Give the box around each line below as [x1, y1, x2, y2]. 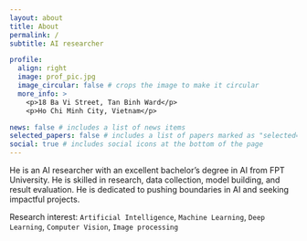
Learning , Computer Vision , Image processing [9, 221, 179, 232]
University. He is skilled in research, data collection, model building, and [9, 174, 281, 185]
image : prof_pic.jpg [17, 72, 96, 82]
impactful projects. [9, 194, 80, 204]
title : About [9, 22, 59, 31]
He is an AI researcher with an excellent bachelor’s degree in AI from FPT [9, 165, 285, 175]
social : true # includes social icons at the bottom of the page [9, 140, 263, 149]
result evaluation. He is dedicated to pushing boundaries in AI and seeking [9, 184, 290, 194]
